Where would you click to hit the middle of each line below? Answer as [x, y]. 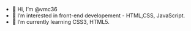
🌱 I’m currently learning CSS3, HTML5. [61, 22]
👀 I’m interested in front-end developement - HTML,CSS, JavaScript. [99, 15]
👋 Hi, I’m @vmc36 [35, 9]
